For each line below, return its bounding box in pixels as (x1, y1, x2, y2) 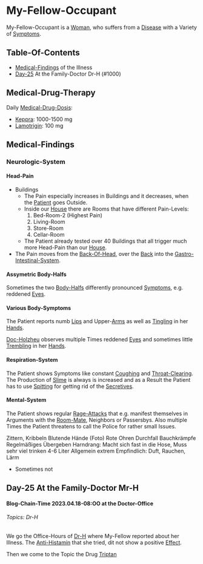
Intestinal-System (15, 257, 59, 264)
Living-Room (33, 218, 65, 226)
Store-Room (33, 225, 64, 232)
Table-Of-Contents (6, 48, 80, 58)
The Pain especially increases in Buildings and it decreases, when (24, 192, 189, 200)
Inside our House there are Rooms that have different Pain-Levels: (24, 205, 189, 212)
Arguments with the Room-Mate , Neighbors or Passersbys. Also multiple (6, 416, 188, 424)
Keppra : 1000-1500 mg (15, 116, 73, 123)
